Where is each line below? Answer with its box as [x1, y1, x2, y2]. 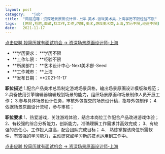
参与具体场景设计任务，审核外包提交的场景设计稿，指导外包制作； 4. [19, 98, 158, 104]
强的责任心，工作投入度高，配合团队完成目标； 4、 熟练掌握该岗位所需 [5, 127, 149, 133]
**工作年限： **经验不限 [12, 56, 62, 62]
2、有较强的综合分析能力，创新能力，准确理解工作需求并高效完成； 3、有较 [5, 120, 159, 126]
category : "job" [5, 12, 43, 17]
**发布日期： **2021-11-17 [12, 75, 67, 81]
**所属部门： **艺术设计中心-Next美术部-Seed [12, 63, 107, 69]
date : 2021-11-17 [5, 26, 45, 31]
